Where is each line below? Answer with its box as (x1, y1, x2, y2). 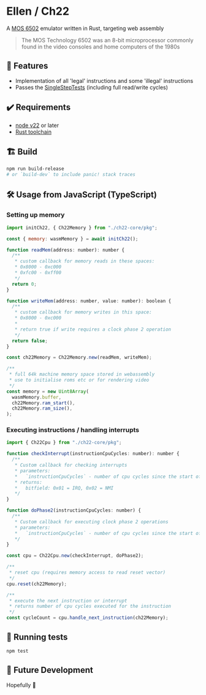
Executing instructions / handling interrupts (6, 426, 140, 434)
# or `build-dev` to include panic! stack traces (6, 172, 136, 178)
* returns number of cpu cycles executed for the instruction (9, 603, 172, 610)
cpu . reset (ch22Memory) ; (6, 581, 67, 587)
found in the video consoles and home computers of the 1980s (21, 43, 180, 50)
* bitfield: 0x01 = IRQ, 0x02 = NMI (14, 485, 114, 491)
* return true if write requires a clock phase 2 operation (14, 326, 172, 332)
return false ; (12, 337, 48, 344)
